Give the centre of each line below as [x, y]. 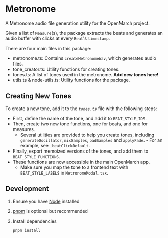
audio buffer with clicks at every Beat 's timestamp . [58, 38]
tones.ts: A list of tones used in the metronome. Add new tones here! [86, 74]
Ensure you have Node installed [46, 201]
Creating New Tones [38, 96]
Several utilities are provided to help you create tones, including [87, 135]
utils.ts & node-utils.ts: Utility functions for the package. [71, 80]
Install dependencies [35, 221]
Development [27, 189]
